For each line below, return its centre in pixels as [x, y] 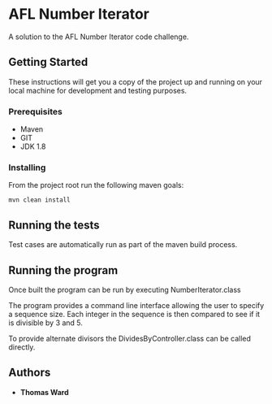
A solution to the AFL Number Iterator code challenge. [99, 37]
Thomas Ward [44, 392]
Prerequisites [35, 111]
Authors [30, 373]
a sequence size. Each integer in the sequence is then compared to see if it [134, 314]
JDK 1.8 [33, 146]
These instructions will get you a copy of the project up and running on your [135, 81]
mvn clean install [39, 200]
